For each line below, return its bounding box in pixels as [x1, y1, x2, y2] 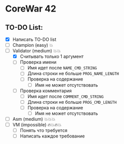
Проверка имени [20, 59, 57, 65]
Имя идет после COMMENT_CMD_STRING [27, 93, 104, 99]
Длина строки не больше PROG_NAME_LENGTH [27, 70, 119, 77]
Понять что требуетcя [20, 127, 68, 133]
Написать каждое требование [20, 133, 85, 139]
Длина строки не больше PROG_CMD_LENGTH [27, 99, 117, 105]
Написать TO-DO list [12, 36, 57, 42]
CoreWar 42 [5, 3, 57, 15]
